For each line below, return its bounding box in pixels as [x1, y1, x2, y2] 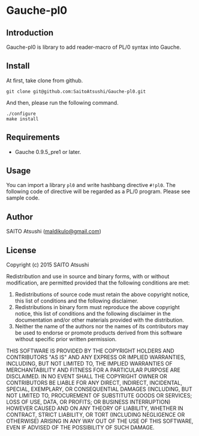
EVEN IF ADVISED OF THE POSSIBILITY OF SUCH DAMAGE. [6, 424, 155, 431]
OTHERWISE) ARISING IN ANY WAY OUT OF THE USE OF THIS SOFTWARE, [6, 417, 194, 425]
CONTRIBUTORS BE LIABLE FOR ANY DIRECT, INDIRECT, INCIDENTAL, [6, 379, 183, 387]
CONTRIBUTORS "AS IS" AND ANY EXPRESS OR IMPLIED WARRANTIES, [6, 354, 186, 361]
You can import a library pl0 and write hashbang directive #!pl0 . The [6, 182, 176, 189]
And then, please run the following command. [6, 99, 119, 106]
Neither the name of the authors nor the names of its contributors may [14, 323, 189, 330]
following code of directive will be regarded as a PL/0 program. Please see [6, 188, 191, 195]
